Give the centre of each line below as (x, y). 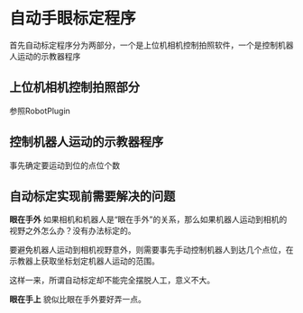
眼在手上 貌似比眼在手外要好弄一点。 (78, 300)
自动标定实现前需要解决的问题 (92, 196)
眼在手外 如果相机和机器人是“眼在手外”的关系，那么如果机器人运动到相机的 (148, 219)
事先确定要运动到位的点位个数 (64, 165)
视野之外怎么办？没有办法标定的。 (73, 231)
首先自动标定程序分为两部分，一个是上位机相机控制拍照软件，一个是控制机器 (151, 45)
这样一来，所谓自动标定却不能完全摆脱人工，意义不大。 (112, 281)
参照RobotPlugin (40, 111)
